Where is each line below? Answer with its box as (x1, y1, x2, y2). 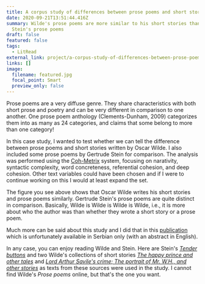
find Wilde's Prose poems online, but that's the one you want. (6, 271, 161, 278)
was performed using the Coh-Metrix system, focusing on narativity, (6, 157, 179, 164)
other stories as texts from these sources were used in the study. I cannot (6, 264, 192, 271)
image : (6, 65, 23, 72)
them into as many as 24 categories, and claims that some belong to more (6, 119, 193, 126)
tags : (6, 43, 20, 50)
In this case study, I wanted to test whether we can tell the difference (6, 138, 180, 144)
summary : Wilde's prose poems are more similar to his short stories (6, 20, 187, 26)
